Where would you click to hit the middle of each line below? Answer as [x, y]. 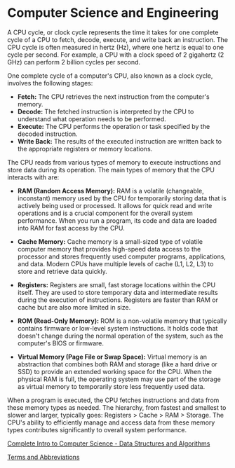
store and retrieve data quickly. [62, 271]
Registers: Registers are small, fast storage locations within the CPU [116, 284]
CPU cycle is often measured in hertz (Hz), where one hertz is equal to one [116, 47]
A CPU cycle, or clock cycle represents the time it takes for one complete [113, 32]
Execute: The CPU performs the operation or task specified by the [114, 126]
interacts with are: [33, 177]
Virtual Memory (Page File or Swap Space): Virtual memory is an [112, 357]
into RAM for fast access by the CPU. [71, 228]
